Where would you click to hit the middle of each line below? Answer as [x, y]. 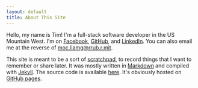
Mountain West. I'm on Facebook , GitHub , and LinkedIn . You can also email [99, 41]
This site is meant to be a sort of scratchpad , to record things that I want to [99, 59]
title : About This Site [36, 17]
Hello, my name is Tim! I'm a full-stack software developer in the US [91, 34]
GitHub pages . [24, 78]
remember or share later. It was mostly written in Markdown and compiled [98, 65]
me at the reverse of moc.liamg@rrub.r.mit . [60, 47]
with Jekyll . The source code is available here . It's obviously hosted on [94, 72]
